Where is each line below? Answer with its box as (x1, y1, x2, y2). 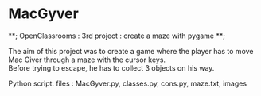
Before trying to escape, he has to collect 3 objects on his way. (8, 63, 215, 72)
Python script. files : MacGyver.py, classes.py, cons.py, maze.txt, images (8, 79, 247, 88)
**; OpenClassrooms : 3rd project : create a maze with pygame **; (8, 31, 225, 40)
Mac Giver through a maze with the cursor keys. (8, 55, 166, 64)
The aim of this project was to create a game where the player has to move (8, 46, 254, 56)
